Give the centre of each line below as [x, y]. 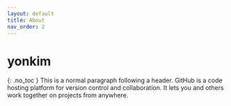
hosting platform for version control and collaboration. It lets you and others [115, 88]
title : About [26, 20]
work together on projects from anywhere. [68, 96]
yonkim [29, 61]
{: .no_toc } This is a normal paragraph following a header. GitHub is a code [115, 80]
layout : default [31, 14]
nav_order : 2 [26, 26]
